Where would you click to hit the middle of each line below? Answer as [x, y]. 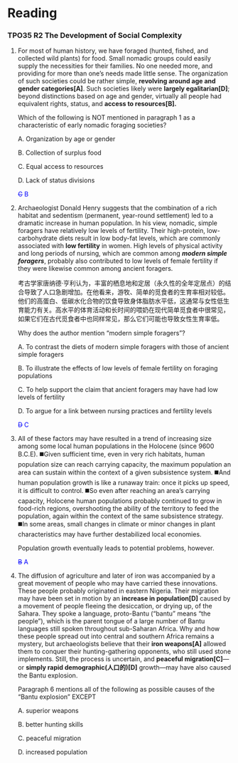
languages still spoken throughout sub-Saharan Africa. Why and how [119, 629]
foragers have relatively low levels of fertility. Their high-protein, [112, 231]
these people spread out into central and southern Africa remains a [116, 636]
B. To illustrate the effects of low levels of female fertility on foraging [118, 368]
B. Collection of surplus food [59, 153]
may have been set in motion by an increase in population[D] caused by [124, 598]
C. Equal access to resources [60, 167]
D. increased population [52, 752]
